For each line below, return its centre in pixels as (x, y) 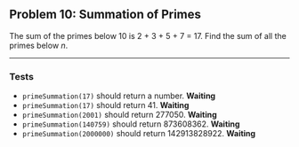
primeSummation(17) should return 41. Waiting (105, 105)
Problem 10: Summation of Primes (105, 15)
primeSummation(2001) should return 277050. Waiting (120, 115)
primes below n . (39, 45)
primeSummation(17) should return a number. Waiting (119, 96)
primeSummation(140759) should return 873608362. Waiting (131, 124)
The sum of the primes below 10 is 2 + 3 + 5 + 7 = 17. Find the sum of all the (148, 35)
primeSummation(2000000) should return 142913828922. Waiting (139, 134)
